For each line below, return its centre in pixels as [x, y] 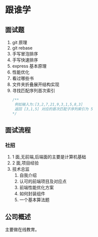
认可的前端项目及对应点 [43, 182]
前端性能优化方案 [37, 187]
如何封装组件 [32, 194]
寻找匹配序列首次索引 [33, 91]
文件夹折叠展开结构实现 [36, 84]
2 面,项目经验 [25, 163]
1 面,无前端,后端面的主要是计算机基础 [49, 157]
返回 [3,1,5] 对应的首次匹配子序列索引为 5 [54, 109]
